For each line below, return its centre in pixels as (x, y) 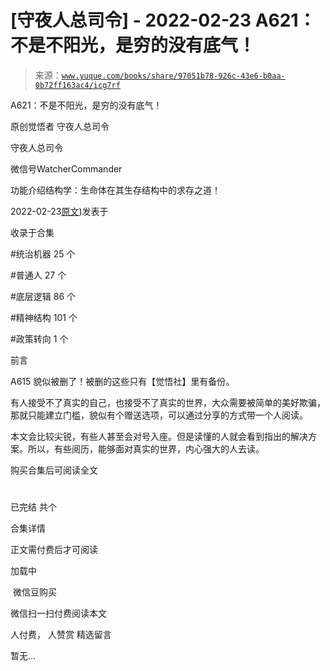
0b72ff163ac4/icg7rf (77, 85)
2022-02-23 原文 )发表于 (59, 211)
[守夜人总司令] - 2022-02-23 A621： (163, 20)
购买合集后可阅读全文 (54, 470)
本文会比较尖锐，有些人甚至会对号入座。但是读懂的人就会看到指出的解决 (159, 436)
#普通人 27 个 (38, 275)
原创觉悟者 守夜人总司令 (60, 126)
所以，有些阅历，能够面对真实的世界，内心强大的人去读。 (146, 448)
